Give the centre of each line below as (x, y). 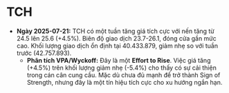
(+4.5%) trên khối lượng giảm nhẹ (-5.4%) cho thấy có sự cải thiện (122, 68)
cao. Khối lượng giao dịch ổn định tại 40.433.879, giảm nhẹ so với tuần (117, 45)
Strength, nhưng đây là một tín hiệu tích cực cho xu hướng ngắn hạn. (125, 82)
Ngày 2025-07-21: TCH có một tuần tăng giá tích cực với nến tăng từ (116, 31)
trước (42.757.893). (44, 53)
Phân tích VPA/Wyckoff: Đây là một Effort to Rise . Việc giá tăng (119, 60)
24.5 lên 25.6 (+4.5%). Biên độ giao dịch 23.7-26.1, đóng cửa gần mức (117, 38)
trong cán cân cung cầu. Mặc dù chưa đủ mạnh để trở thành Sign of (123, 75)
